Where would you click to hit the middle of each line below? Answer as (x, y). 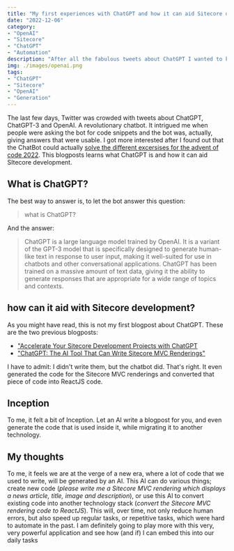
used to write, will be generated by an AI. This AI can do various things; (109, 481)
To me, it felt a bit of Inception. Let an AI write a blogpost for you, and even (115, 420)
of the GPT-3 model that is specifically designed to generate (111, 249)
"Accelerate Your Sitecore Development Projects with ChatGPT (108, 345)
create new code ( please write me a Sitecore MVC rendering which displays (117, 488)
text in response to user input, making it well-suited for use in (124, 256)
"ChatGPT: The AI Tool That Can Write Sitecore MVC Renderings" (111, 353)
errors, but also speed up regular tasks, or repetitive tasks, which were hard (116, 518)
